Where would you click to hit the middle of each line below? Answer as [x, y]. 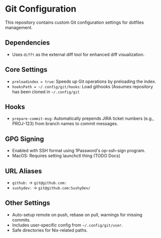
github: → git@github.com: [39, 182]
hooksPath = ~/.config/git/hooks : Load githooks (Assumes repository [82, 86]
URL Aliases [24, 171]
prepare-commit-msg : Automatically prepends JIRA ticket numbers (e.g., [83, 119]
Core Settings [26, 70]
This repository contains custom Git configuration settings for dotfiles [74, 22]
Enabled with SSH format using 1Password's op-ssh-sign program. [79, 151]
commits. [21, 220]
